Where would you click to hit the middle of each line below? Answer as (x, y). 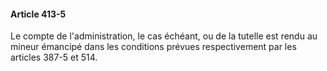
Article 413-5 (38, 14)
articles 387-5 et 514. (54, 57)
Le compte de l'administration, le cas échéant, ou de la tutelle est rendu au (164, 36)
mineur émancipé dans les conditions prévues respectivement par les (153, 47)
